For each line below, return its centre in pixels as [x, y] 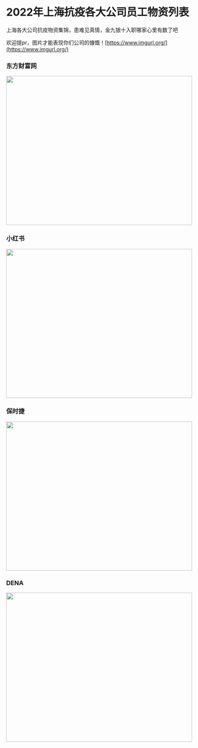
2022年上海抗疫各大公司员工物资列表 [98, 12]
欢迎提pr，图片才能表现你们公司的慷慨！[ [56, 42]
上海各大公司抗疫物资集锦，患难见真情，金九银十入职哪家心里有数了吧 [92, 30]
